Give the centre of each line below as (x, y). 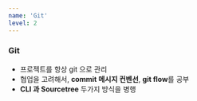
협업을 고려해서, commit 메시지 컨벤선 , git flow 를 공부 (104, 79)
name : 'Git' (28, 16)
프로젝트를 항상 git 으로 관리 (63, 69)
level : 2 (23, 23)
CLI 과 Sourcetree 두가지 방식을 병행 (78, 89)
